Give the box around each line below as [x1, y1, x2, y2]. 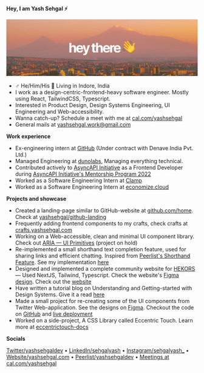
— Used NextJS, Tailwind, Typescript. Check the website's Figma [15, 271, 179, 279]
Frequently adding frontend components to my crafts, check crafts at [15, 220, 188, 227]
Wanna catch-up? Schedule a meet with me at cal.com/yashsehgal [15, 114, 183, 122]
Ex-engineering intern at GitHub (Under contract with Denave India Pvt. [15, 145, 194, 152]
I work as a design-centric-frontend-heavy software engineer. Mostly [15, 89, 189, 96]
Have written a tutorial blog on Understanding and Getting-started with [15, 285, 192, 292]
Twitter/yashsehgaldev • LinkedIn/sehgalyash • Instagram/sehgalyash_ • [6, 347, 189, 354]
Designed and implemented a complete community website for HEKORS [15, 265, 195, 273]
